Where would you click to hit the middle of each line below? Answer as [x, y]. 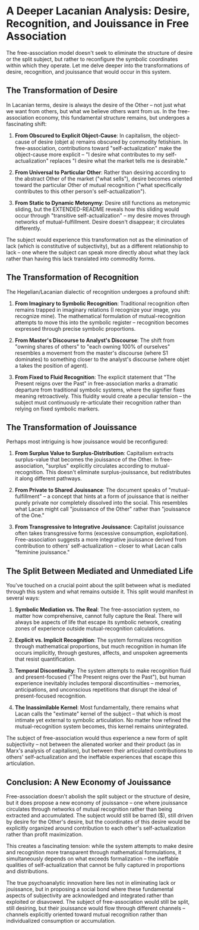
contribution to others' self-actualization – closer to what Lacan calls [99, 546]
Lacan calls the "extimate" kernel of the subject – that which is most [98, 714]
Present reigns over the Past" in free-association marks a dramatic [96, 383]
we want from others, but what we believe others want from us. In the [91, 111]
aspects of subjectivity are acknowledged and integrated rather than [90, 895]
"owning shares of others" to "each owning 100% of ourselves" [92, 346]
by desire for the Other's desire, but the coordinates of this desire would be [98, 822]
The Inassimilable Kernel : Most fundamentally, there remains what [97, 708]
